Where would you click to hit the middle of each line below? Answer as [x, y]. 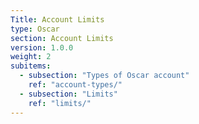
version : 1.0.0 [42, 47]
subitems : [31, 66]
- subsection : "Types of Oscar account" [104, 76]
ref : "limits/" [60, 103]
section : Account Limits [62, 38]
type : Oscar [35, 29]
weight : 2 [31, 57]
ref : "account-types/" [75, 85]
